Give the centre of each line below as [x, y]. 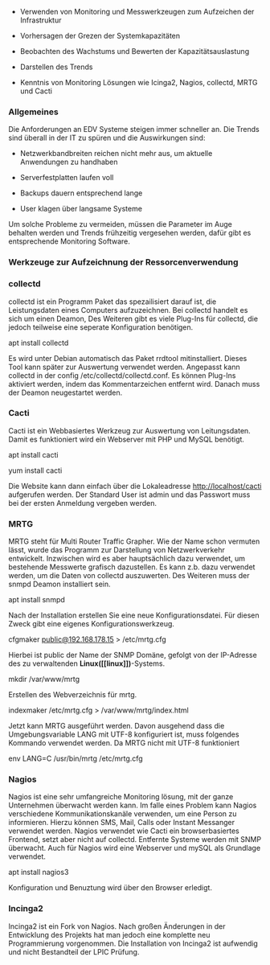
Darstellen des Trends [56, 67]
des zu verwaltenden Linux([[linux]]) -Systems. [87, 663]
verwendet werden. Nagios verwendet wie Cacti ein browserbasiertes [124, 831]
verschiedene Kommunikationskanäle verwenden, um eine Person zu [123, 814]
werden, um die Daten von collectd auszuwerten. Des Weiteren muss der [129, 576]
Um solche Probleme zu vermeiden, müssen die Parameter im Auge [121, 224]
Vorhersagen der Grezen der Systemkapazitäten [100, 36]
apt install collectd [39, 343]
